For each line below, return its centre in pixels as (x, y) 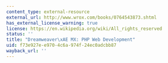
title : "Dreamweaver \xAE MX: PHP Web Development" (71, 40)
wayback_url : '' (26, 51)
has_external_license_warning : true (52, 23)
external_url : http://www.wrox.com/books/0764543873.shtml (82, 17)
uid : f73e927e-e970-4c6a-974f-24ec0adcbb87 (61, 46)
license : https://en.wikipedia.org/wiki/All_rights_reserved (84, 28)
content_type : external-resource (48, 12)
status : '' (20, 34)
